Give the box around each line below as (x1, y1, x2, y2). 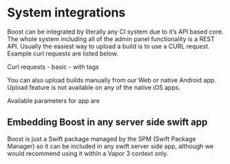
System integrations (7, 5, 126, 21)
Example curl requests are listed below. (7, 49, 118, 58)
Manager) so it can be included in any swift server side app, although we (7, 142, 214, 150)
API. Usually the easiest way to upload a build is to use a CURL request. (7, 42, 210, 50)
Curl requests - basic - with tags (7, 62, 99, 71)
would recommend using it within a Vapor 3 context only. (7, 149, 169, 157)
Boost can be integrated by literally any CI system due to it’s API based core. (7, 27, 224, 36)
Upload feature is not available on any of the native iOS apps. (7, 83, 181, 91)
